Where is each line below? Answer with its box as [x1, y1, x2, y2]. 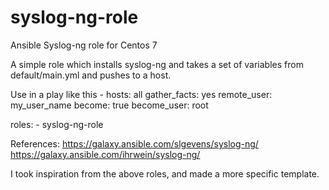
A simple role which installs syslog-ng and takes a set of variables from [10, 58, 304, 70]
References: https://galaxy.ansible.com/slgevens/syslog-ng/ [10, 137, 259, 150]
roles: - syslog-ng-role [10, 118, 104, 130]
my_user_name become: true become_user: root [10, 99, 209, 111]
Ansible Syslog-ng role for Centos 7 [10, 39, 158, 51]
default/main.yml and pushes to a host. [10, 69, 172, 81]
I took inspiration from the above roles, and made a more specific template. [10, 167, 320, 180]
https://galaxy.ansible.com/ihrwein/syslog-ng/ [10, 148, 201, 160]
